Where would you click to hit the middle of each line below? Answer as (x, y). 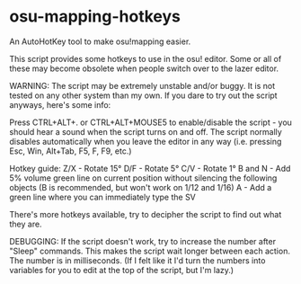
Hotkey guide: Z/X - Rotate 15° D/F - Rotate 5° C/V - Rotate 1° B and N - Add (150, 168)
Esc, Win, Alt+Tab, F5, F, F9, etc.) (71, 151)
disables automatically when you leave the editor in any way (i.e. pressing (146, 141)
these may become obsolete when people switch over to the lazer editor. (144, 68)
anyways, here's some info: (60, 104)
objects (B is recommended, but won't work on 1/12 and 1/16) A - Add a (141, 187)
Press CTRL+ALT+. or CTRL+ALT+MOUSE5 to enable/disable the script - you (150, 122)
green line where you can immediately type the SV (102, 197)
